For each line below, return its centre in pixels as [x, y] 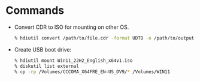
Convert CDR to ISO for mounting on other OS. [72, 27]
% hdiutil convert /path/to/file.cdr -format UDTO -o [83, 38]
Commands [35, 10]
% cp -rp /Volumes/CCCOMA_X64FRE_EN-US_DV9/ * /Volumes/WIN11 [92, 72]
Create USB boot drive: [43, 49]
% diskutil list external [46, 66]
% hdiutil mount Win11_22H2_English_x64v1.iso [73, 61]
